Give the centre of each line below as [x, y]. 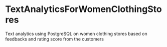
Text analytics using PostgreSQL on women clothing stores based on [76, 33]
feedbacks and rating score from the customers [55, 39]
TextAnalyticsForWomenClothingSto [83, 9]
